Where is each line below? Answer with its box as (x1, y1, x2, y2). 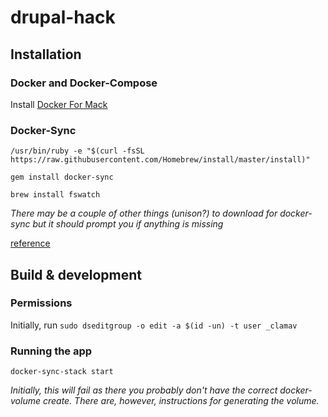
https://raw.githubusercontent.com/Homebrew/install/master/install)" (10, 155, 311, 165)
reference (10, 237, 51, 250)
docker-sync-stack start (10, 367, 114, 377)
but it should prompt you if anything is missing (32, 218, 224, 230)
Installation (10, 46, 82, 63)
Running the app (10, 344, 93, 358)
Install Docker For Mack (10, 98, 108, 110)
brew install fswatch (10, 190, 101, 200)
